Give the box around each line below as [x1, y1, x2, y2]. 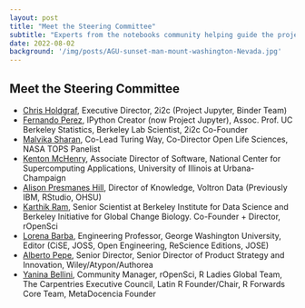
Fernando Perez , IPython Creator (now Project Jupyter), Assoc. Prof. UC [22, 114, 293, 125]
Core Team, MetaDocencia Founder [22, 288, 156, 299]
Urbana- [222, 163, 255, 174]
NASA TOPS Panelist [22, 143, 101, 154]
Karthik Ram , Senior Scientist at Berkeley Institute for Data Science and [22, 201, 289, 212]
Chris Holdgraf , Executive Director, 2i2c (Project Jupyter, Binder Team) [22, 104, 288, 115]
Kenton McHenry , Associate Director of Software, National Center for [22, 153, 281, 164]
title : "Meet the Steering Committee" [9, 22, 156, 31]
